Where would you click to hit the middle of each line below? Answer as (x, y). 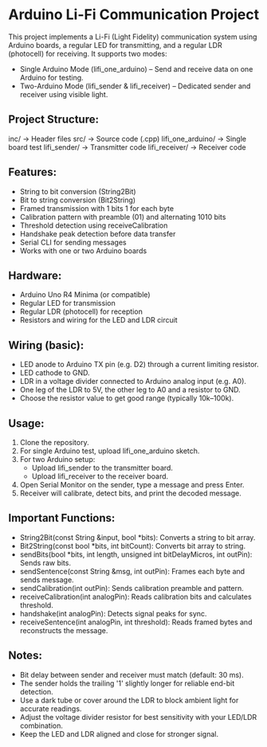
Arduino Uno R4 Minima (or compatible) (85, 295)
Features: (33, 172)
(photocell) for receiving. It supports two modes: (88, 53)
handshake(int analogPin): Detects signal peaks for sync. (113, 613)
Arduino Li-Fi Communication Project (134, 15)
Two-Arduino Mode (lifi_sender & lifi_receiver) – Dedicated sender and (135, 86)
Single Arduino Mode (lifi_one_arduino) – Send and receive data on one (136, 68)
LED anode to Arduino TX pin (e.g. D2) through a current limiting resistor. (139, 365)
